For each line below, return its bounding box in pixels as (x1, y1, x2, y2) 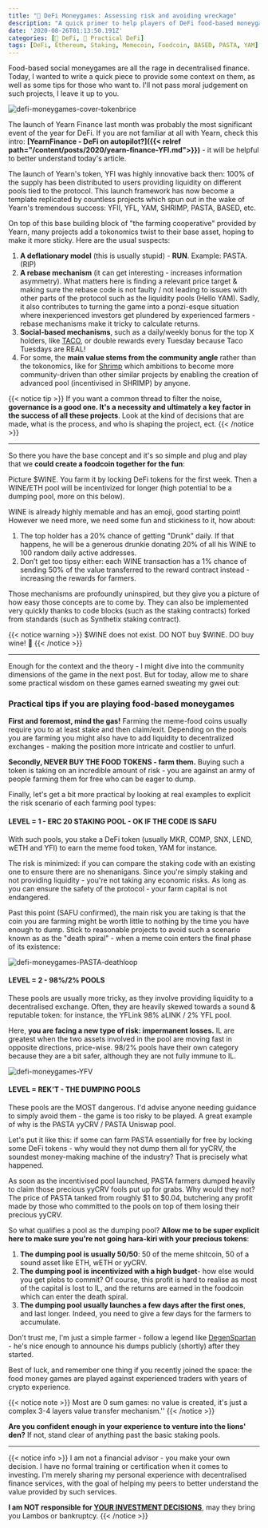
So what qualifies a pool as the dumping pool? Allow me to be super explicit (8, 1225, 260, 1235)
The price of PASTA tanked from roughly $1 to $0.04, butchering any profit (8, 1193, 253, 1203)
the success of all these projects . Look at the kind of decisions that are (8, 411, 245, 420)
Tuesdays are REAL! (19, 344, 86, 354)
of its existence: (8, 942, 61, 951)
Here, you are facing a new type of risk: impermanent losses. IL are (8, 1026, 235, 1035)
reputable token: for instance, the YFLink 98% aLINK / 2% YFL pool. (8, 1010, 232, 1019)
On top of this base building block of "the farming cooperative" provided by (8, 219, 257, 228)
